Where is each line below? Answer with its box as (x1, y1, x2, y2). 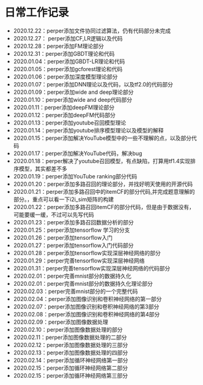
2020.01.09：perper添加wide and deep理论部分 (13, 88, 134, 96)
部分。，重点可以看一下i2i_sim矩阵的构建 (13, 196, 114, 203)
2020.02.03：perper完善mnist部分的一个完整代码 (13, 288, 138, 295)
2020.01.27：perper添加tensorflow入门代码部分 (13, 242, 134, 249)
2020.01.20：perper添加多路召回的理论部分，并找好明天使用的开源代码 (13, 180, 193, 188)
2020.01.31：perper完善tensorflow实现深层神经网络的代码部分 (13, 264, 171, 272)
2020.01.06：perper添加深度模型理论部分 (13, 73, 118, 80)
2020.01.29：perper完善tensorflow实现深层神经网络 (13, 257, 145, 264)
